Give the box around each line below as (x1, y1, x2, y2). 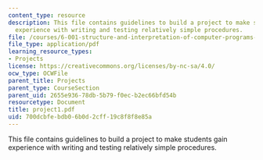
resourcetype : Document (8, 98, 86, 106)
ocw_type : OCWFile (8, 69, 68, 77)
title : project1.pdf (8, 106, 76, 114)
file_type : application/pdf (8, 41, 100, 48)
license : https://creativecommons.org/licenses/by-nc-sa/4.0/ (8, 62, 215, 70)
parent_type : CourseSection (8, 84, 100, 92)
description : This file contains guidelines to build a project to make (8, 19, 250, 27)
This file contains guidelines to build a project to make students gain (8, 134, 229, 144)
